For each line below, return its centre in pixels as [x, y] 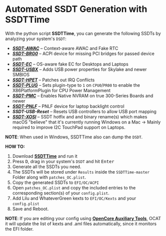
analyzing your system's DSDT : [36, 39]
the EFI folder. [19, 229]
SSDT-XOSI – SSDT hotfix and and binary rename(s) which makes [80, 117]
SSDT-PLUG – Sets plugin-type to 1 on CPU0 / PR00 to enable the [76, 85]
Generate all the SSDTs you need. [47, 167]
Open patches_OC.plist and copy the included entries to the [74, 187]
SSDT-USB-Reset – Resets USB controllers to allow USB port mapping [84, 111]
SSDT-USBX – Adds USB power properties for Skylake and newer [80, 69]
